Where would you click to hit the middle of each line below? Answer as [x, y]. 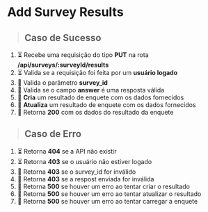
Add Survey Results [65, 12]
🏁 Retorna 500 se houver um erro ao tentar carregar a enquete [107, 201]
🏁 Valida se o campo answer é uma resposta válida [91, 90]
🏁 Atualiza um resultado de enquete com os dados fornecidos [106, 105]
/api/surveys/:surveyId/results [63, 65]
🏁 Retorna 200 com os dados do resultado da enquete [95, 112]
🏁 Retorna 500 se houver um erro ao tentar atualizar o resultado [109, 194]
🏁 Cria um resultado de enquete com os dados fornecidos [101, 97]
